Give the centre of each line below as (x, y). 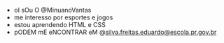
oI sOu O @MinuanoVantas (52, 10)
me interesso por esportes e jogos (63, 17)
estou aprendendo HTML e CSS (60, 25)
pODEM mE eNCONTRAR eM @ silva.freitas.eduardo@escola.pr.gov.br (115, 32)
